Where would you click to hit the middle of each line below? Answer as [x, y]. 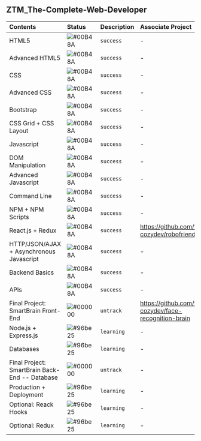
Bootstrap [23, 109]
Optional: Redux [32, 425]
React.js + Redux [33, 230]
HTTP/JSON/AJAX [35, 244]
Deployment [26, 394]
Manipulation [28, 165]
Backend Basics [32, 272]
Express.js [24, 335]
